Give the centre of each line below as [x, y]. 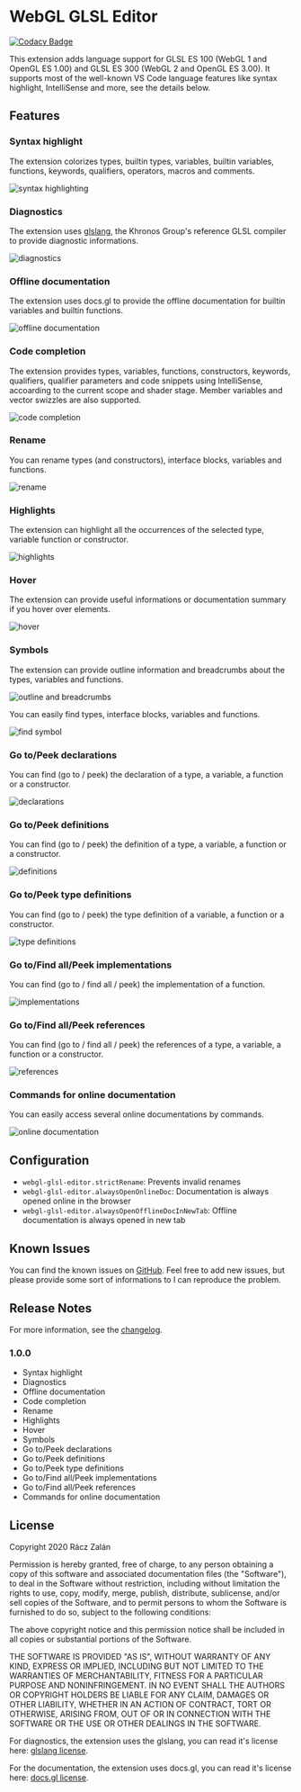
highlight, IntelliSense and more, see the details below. [110, 87]
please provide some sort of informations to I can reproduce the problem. [145, 1280]
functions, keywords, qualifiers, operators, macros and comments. [132, 171]
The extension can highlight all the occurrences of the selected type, [137, 530]
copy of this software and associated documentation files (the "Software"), [148, 1574]
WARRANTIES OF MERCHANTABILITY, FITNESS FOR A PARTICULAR [136, 1676]
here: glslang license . [49, 1751]
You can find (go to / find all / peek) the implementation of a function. [137, 984]
